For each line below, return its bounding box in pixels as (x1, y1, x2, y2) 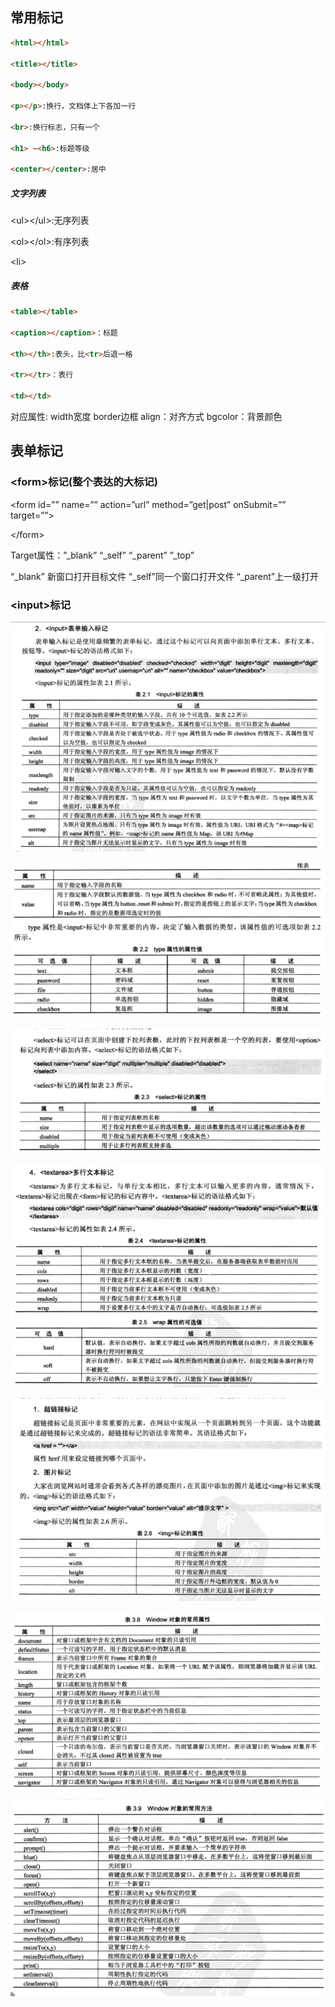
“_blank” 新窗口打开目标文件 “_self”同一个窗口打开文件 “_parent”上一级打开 (10, 570, 319, 582)
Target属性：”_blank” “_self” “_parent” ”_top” (10, 549, 195, 561)
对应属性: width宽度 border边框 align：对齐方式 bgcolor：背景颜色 (10, 411, 283, 422)
